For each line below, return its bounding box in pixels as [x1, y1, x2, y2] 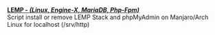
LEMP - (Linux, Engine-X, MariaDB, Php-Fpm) [7, 6, 139, 14]
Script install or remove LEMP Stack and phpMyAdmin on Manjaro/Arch [7, 13, 209, 21]
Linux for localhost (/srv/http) [7, 21, 90, 28]
